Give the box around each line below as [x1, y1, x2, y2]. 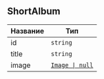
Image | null [50, 61, 94, 69]
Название [10, 26, 45, 35]
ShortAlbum [7, 6, 61, 17]
